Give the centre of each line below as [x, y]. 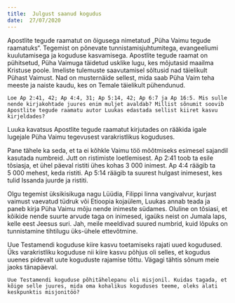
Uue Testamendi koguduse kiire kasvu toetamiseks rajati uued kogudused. [115, 244]
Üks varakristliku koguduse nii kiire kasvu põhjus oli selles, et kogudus [109, 252]
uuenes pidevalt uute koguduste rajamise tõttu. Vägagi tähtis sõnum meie [113, 260]
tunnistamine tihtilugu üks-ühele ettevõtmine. [73, 231]
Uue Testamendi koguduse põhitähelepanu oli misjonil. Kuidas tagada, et [117, 280]
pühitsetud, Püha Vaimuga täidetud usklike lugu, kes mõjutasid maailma [110, 62]
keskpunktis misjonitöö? [43, 292]
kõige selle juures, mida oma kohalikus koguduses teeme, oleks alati [113, 286]
